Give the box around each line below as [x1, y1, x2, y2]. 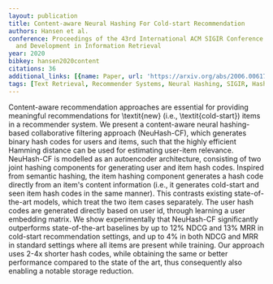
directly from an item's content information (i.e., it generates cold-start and [8, 179, 260, 189]
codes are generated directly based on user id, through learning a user [8, 205, 245, 215]
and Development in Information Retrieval [15, 42, 162, 50]
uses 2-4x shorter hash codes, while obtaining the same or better [8, 248, 228, 258]
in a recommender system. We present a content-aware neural [8, 119, 219, 129]
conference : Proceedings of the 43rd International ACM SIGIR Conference [8, 34, 264, 43]
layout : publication [8, 11, 79, 20]
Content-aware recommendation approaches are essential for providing [8, 102, 249, 112]
